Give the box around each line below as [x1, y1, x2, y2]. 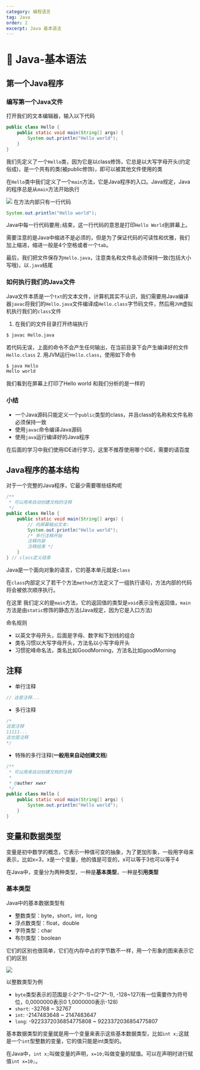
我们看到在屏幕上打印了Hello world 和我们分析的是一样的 [6, 380, 145, 387]
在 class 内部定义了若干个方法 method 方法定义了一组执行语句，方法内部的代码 [6, 579, 192, 586]
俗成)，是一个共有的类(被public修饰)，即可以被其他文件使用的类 [6, 165, 162, 173]
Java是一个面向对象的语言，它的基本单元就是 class [6, 566, 131, 573]
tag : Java [6, 14, 31, 20]
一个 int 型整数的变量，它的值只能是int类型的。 [11, 1037, 125, 1044]
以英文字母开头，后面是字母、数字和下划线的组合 [14, 632, 135, 639]
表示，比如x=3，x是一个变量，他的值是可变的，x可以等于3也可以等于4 [6, 856, 180, 863]
